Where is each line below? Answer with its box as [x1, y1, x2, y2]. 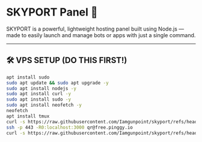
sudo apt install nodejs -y [6, 85, 77, 92]
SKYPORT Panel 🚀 [6, 5, 98, 19]
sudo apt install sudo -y [6, 96, 71, 102]
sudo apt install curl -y [6, 91, 71, 97]
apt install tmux [6, 113, 50, 119]
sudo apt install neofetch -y [6, 102, 82, 108]
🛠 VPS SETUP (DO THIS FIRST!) [6, 55, 127, 65]
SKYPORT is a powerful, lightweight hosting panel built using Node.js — [6, 25, 185, 32]
